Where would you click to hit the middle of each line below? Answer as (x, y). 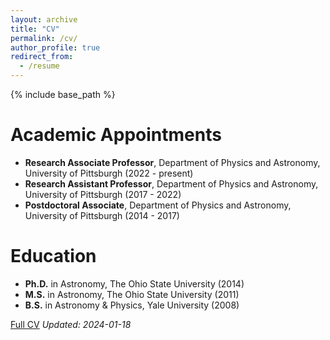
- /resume (39, 66)
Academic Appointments (116, 135)
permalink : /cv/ (44, 38)
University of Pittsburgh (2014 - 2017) (102, 215)
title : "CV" (35, 29)
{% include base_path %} (63, 94)
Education (53, 256)
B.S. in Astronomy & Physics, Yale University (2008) (132, 305)
